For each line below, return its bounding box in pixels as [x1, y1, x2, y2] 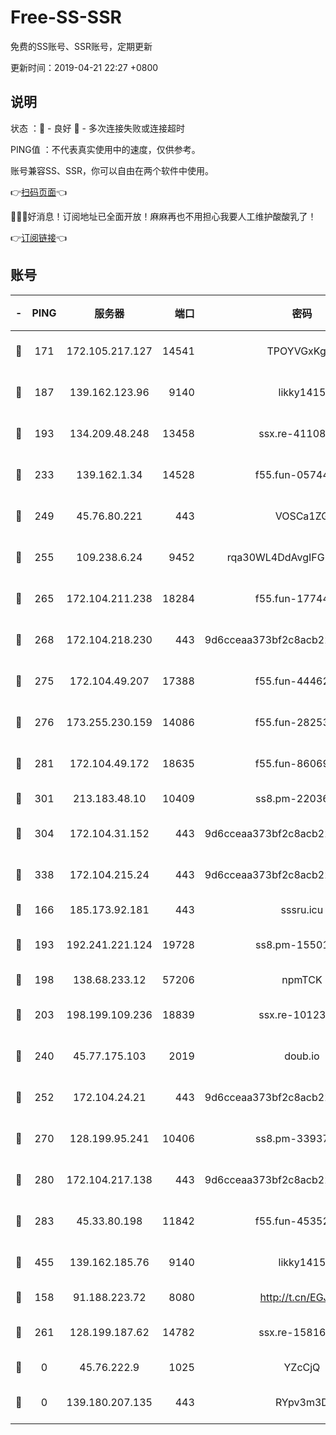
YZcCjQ [283, 1360, 321, 1374]
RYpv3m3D [274, 1395, 329, 1409]
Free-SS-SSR [10, 6, 122, 29]
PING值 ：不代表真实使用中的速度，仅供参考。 [10, 143, 201, 155]
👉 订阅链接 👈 [10, 231, 68, 243]
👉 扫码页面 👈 [10, 186, 68, 198]
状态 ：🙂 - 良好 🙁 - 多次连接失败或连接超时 [10, 122, 185, 134]
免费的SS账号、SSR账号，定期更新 [10, 40, 153, 52]
